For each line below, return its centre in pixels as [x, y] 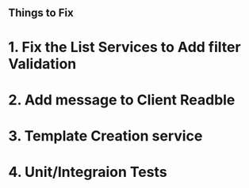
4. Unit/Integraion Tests [88, 172]
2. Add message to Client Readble [122, 100]
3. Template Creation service [105, 135]
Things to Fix [41, 13]
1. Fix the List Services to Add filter [125, 47]
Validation [42, 64]
